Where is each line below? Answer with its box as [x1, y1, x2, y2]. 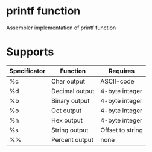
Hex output [51, 116, 83, 124]
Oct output [51, 106, 82, 115]
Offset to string [100, 126, 143, 134]
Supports [6, 45, 54, 59]
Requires [108, 67, 135, 75]
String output [51, 126, 89, 134]
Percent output [51, 135, 94, 144]
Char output [51, 77, 86, 85]
